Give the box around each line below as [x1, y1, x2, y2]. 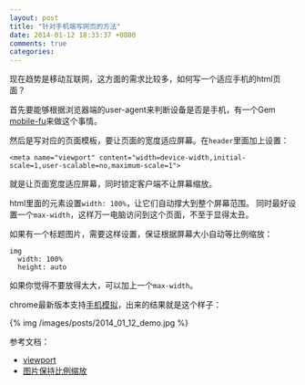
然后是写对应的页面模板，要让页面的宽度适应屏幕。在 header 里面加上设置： [9, 135, 290, 146]
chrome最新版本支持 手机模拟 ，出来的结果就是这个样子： [9, 299, 222, 310]
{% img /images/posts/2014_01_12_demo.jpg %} [9, 317, 189, 328]
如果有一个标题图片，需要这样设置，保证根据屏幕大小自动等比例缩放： [9, 229, 273, 240]
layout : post [9, 13, 59, 23]
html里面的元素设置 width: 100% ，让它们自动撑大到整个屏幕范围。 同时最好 [9, 198, 289, 209]
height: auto [17, 263, 67, 272]
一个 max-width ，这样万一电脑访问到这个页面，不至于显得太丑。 [16, 209, 254, 220]
